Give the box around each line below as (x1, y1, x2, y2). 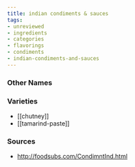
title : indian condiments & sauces (7, 10, 109, 17)
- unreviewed (7, 23, 45, 30)
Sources (7, 136, 36, 146)
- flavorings (7, 42, 45, 49)
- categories (7, 36, 45, 43)
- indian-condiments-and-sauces (7, 55, 99, 62)
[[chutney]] (16, 112, 49, 120)
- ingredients (7, 29, 48, 37)
